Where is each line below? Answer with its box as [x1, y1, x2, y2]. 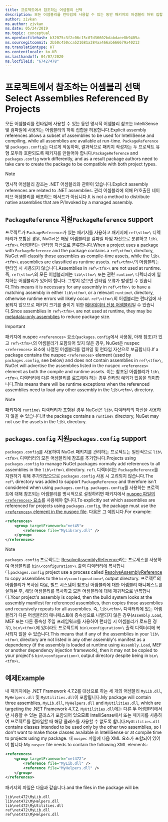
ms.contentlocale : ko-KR [5, 49, 57, 54]
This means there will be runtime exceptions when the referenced [14, 381, 150, 387]
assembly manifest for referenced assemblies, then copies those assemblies [5, 600, 163, 606]
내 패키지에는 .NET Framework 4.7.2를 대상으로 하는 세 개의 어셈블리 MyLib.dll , [5, 688, 162, 694]
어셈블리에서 [137, 706, 162, 712]
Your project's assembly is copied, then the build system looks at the [10, 594, 152, 600]
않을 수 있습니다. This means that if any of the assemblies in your [18, 631, 149, 637]
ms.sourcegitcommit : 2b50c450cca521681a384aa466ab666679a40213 [5, 40, 140, 45]
